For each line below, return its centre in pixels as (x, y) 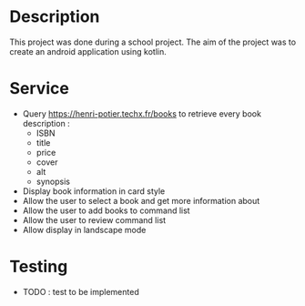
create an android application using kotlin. (88, 51)
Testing (39, 267)
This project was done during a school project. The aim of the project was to (153, 42)
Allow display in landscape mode (84, 229)
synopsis (53, 181)
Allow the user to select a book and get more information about (141, 200)
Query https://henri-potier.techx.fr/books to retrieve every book (142, 113)
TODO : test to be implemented (81, 291)
